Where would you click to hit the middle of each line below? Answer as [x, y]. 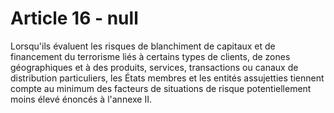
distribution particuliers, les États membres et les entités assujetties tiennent [167, 78]
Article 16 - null [74, 18]
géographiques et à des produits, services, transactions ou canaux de [154, 67]
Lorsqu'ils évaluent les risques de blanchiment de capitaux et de [143, 46]
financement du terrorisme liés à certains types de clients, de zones [150, 56]
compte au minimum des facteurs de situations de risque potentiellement [161, 88]
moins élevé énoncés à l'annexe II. [81, 99]
